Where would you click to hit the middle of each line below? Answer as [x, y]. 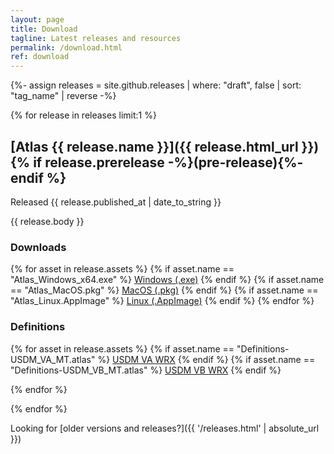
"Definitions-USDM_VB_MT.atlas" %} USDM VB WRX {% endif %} [146, 370]
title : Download [44, 29]
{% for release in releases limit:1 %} [83, 115]
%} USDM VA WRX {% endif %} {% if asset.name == [206, 359]
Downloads [38, 247]
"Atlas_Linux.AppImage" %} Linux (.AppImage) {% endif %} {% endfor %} [162, 301]
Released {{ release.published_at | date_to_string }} [116, 202]
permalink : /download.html [66, 47]
